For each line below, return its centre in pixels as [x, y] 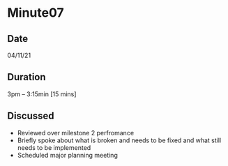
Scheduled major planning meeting [68, 155]
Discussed [31, 116]
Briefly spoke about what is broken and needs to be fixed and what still [119, 140]
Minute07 [36, 13]
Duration [27, 77]
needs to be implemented [54, 147]
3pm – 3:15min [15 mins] [42, 94]
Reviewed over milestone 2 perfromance [76, 133]
